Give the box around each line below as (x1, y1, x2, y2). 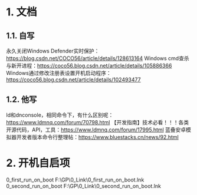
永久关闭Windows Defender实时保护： (6, 48, 100, 54)
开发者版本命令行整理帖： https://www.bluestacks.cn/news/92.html (16, 133, 179, 140)
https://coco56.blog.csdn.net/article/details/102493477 (6, 76, 141, 83)
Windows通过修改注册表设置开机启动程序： (6, 70, 112, 77)
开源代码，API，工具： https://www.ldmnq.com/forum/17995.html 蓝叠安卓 (6, 126, 186, 133)
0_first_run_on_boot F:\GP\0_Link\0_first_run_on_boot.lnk (6, 176, 145, 183)
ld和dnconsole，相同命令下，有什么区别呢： (6, 111, 114, 118)
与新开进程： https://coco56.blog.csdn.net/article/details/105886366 (6, 62, 172, 69)
